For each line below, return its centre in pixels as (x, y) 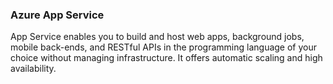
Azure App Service (57, 15)
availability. (33, 69)
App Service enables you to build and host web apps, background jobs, (157, 37)
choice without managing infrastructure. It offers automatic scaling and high (166, 58)
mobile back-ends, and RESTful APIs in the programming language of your (164, 47)
